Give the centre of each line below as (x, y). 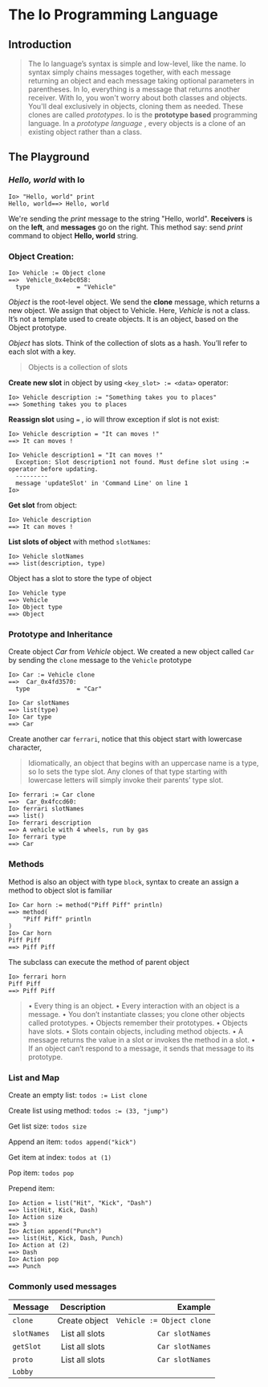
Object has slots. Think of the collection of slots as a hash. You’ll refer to (128, 343)
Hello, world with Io (47, 180)
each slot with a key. (42, 352)
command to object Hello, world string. (73, 235)
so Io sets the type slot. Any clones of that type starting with (128, 771)
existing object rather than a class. (85, 132)
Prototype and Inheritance (61, 634)
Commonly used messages (63, 1286)
